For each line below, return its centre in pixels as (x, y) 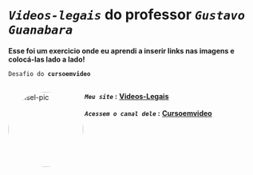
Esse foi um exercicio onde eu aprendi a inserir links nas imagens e (122, 50)
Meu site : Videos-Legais (127, 97)
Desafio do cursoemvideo (49, 74)
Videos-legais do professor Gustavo (126, 15)
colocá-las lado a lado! (47, 59)
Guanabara (41, 30)
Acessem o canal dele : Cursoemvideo (149, 113)
